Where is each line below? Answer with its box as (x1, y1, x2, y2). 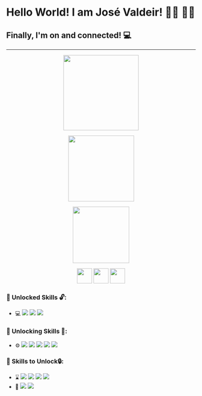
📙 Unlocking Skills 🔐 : (6, 327, 67, 336)
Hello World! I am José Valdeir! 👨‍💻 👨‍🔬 (6, 5, 195, 19)
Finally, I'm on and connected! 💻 (6, 30, 132, 40)
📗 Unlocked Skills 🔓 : (6, 293, 67, 302)
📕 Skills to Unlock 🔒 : (6, 357, 64, 365)
